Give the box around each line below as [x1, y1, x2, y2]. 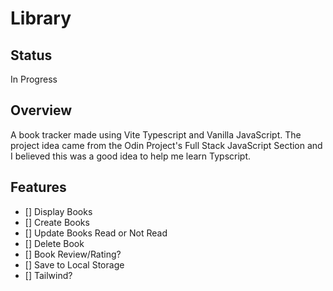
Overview [10, 102, 73, 119]
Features [10, 179, 67, 196]
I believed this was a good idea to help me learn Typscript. [10, 150, 252, 162]
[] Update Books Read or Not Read [24, 227, 168, 239]
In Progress [10, 73, 58, 85]
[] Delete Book [24, 237, 85, 249]
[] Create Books [24, 216, 90, 228]
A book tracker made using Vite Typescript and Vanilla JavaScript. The [10, 128, 302, 141]
